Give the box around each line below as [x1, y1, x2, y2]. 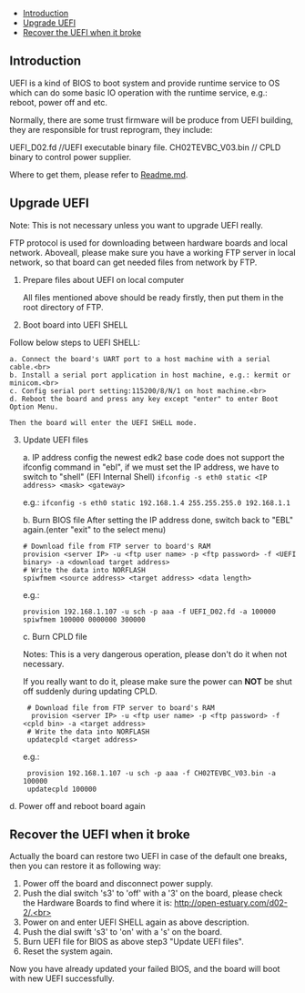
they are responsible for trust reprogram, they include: [9, 124, 213, 135]
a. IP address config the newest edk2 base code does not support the [22, 451, 285, 462]
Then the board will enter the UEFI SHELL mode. [9, 418, 198, 427]
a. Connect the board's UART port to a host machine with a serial [9, 354, 271, 363]
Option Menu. [9, 402, 59, 411]
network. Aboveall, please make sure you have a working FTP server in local [9, 247, 296, 258]
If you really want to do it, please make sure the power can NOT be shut [22, 675, 293, 686]
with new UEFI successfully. [9, 973, 116, 984]
